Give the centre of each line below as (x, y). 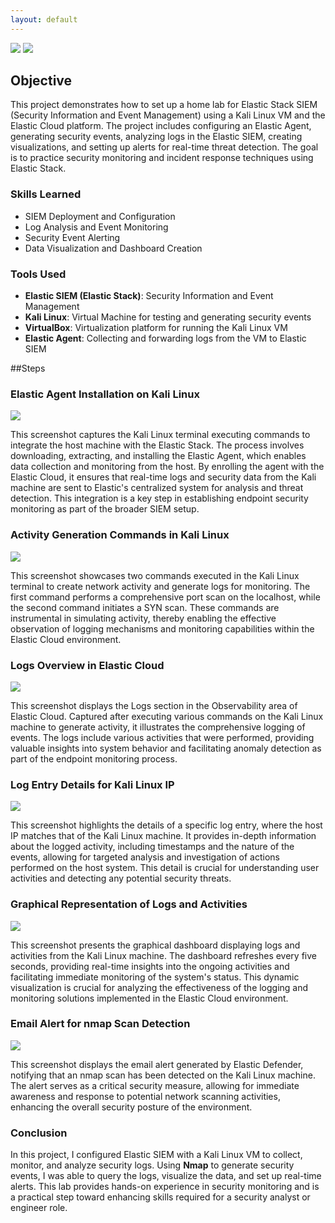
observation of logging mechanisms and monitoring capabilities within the (162, 628)
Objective (41, 81)
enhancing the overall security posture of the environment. (131, 1107)
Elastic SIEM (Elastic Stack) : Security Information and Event (149, 296)
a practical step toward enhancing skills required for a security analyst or (160, 1197)
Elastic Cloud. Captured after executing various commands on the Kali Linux (167, 716)
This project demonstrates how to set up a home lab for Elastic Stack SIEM (164, 105)
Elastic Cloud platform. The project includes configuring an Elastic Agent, (161, 126)
